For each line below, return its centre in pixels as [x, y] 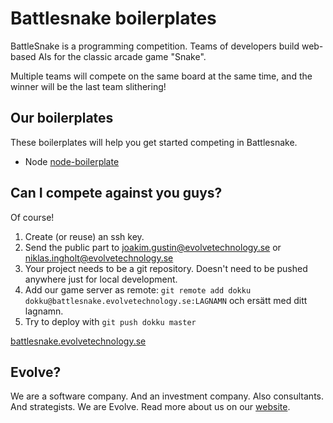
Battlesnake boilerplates [113, 18]
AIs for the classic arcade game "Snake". [122, 56]
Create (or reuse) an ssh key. [84, 236]
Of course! [32, 217]
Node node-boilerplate [72, 161]
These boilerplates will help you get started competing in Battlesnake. [154, 142]
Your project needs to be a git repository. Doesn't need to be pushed [166, 268]
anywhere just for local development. [101, 279]
